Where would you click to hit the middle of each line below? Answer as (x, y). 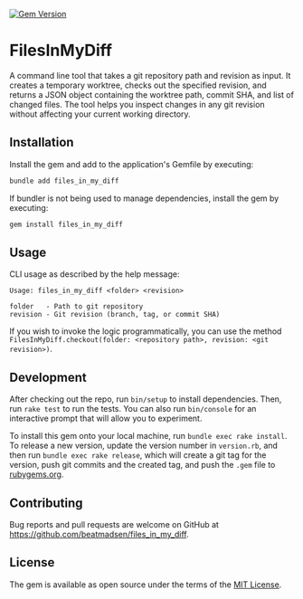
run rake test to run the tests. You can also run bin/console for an (133, 409)
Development (48, 377)
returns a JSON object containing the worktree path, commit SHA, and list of (151, 94)
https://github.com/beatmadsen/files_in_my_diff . (99, 534)
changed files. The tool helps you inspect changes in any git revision (137, 104)
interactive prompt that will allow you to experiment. (106, 418)
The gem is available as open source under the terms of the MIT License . (146, 585)
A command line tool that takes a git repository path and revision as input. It (150, 75)
